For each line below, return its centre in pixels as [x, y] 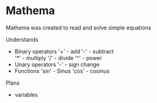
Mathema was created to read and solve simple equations [78, 28]
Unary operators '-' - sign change [57, 64]
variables [26, 94]
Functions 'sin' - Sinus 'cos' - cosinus [62, 71]
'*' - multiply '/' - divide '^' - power [58, 58]
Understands [22, 39]
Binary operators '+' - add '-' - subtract [64, 51]
